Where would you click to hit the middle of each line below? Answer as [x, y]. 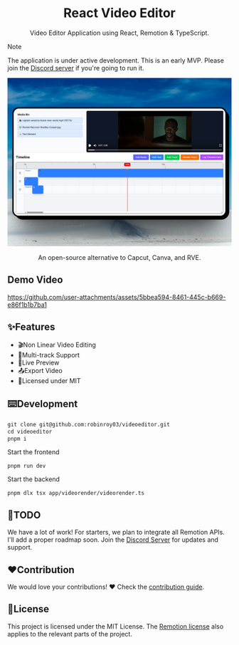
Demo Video [35, 280]
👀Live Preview [38, 362]
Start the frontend [33, 452]
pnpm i [17, 439]
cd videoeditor [30, 432]
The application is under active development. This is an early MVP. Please [116, 60]
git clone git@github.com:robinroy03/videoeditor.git [89, 425]
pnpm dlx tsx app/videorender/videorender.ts [76, 493]
